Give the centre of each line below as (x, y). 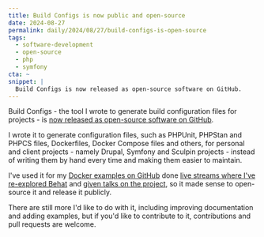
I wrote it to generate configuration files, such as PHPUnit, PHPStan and (125, 135)
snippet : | (26, 81)
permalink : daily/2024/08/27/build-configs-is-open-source (107, 30)
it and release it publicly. (72, 192)
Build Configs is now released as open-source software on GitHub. (129, 89)
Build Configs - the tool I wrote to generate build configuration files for (123, 111)
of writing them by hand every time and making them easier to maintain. (125, 160)
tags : (17, 38)
